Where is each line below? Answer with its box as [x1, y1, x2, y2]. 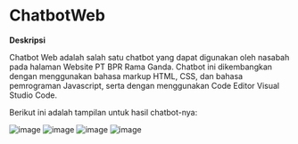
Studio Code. [9, 90, 58, 100]
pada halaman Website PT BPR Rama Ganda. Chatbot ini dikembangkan [9, 61, 273, 72]
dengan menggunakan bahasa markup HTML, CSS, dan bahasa [9, 70, 244, 81]
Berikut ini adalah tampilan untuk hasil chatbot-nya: [9, 107, 198, 117]
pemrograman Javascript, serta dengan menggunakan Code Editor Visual [9, 80, 279, 91]
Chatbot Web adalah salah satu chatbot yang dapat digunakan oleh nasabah [9, 52, 290, 62]
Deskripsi [9, 35, 46, 45]
